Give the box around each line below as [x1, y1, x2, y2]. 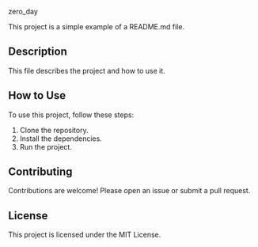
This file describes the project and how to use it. [8, 66, 166, 75]
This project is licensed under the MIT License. [8, 230, 161, 240]
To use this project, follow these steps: [8, 110, 135, 120]
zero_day [8, 7, 38, 16]
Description [8, 45, 67, 59]
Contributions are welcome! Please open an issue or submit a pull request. [8, 186, 251, 196]
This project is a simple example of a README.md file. [8, 22, 184, 31]
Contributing [8, 165, 73, 179]
